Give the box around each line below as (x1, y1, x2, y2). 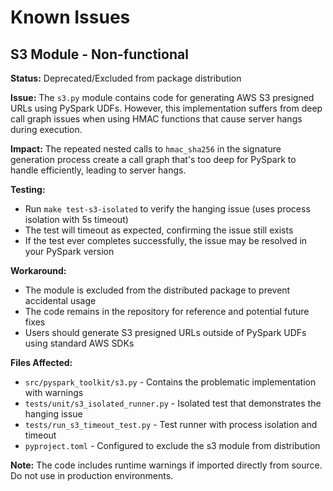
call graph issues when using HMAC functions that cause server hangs (10, 113, 303, 125)
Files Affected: (10, 357, 73, 368)
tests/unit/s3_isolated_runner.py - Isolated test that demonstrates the (24, 397, 322, 409)
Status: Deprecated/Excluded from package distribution (10, 72, 242, 84)
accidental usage (24, 295, 97, 306)
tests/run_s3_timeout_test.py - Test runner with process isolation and (24, 419, 318, 430)
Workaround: (10, 265, 67, 276)
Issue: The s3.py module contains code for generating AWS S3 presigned (10, 92, 315, 103)
